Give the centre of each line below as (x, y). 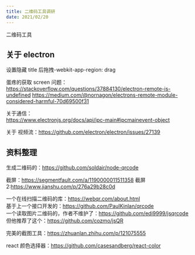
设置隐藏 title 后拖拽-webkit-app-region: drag (61, 70)
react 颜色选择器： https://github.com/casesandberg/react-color (84, 246)
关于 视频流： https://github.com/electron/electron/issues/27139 (83, 132)
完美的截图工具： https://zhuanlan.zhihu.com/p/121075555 (76, 233)
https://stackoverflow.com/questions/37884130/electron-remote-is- (88, 89)
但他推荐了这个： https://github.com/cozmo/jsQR (65, 221)
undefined (19, 95)
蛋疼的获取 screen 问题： (36, 82)
